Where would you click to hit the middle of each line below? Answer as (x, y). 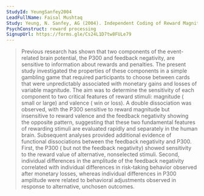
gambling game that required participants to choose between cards (105, 77)
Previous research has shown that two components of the (93, 51)
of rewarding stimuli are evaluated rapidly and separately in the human (109, 129)
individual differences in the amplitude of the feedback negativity (102, 161)
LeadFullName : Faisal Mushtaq (45, 18)
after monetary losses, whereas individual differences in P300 (99, 174)
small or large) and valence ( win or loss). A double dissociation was (106, 103)
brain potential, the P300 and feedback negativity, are (107, 58)
